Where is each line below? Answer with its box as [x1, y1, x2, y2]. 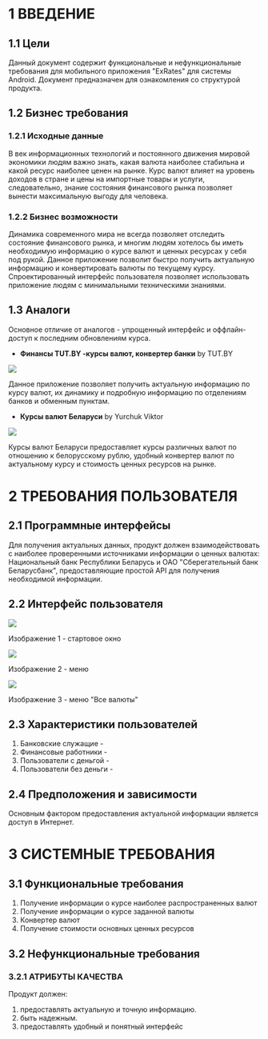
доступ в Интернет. [8, 817, 74, 827]
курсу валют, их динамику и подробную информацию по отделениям [8, 387, 246, 397]
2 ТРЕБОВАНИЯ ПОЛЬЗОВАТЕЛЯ [8, 487, 238, 505]
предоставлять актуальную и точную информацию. [19, 1005, 198, 1014]
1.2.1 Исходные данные [8, 130, 104, 142]
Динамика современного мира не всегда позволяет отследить [8, 229, 226, 238]
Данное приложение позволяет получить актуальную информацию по [8, 379, 250, 389]
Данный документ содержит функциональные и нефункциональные [8, 58, 242, 67]
